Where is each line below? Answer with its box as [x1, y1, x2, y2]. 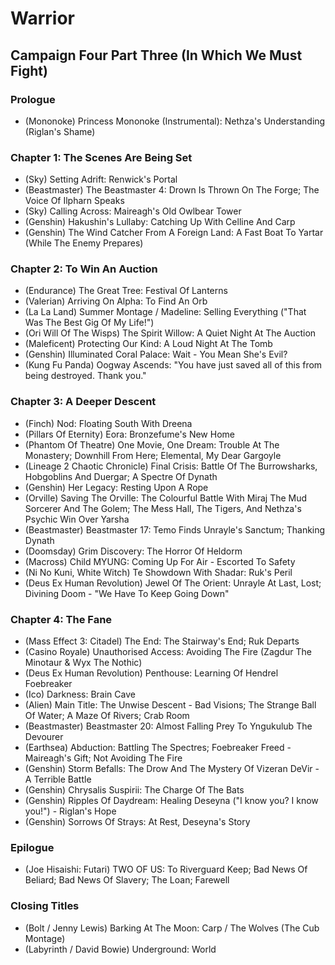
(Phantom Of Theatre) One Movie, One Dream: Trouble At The [24, 438, 280, 451]
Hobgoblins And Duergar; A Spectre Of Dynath [24, 470, 218, 482]
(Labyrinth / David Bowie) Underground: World [24, 943, 217, 955]
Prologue [10, 92, 56, 106]
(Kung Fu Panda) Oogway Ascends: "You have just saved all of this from [24, 359, 323, 371]
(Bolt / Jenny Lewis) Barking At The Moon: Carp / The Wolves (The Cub [24, 922, 320, 934]
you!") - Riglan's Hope [24, 805, 117, 817]
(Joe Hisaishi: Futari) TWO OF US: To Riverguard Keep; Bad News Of [24, 863, 308, 876]
